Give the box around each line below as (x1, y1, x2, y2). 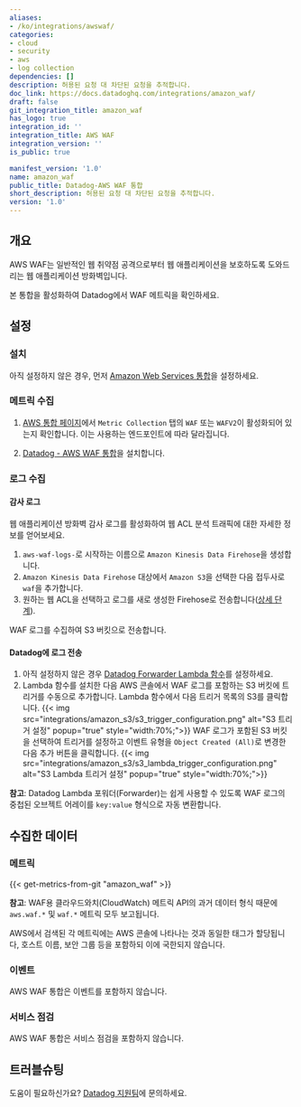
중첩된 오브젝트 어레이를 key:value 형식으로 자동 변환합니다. (9, 799, 222, 810)
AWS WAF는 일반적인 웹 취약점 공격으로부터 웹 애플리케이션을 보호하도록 (9, 258, 266, 269)
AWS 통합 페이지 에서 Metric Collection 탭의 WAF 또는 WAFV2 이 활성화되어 (22, 417, 283, 427)
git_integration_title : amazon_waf (9, 106, 143, 115)
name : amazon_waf (9, 173, 75, 182)
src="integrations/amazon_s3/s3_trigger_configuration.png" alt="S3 (22, 714, 277, 725)
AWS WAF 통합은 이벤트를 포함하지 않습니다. (9, 986, 168, 997)
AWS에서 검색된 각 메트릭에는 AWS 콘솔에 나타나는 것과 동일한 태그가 (9, 927, 254, 938)
